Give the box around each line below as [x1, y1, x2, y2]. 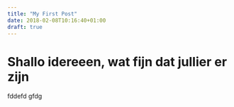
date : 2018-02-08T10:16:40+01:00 [7, 17, 106, 24]
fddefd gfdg [7, 92, 43, 101]
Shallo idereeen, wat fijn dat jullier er [7, 53, 228, 70]
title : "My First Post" [7, 10, 78, 18]
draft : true [7, 23, 43, 30]
